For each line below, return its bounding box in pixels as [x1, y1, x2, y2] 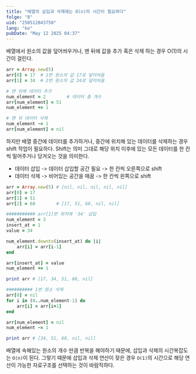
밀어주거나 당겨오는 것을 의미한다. [12, 152, 89, 159]
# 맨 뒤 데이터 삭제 [6, 116, 48, 122]
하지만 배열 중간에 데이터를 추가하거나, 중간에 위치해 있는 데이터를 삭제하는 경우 [6, 137, 188, 145]
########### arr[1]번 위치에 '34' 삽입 [6, 211, 97, 217]
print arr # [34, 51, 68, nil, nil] [6, 336, 96, 342]
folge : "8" [6, 14, 33, 20]
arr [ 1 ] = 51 [6, 195, 35, 201]
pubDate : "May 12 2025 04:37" [6, 31, 81, 37]
